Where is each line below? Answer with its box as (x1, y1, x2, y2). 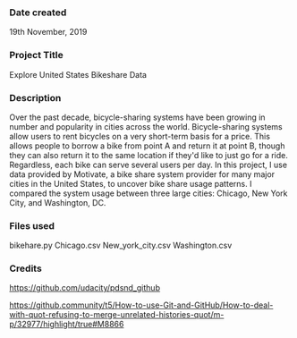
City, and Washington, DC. (9, 197, 106, 207)
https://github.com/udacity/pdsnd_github (9, 283, 161, 293)
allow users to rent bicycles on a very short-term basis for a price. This (9, 131, 271, 141)
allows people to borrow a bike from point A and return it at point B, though (9, 140, 285, 151)
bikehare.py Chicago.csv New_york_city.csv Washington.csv (9, 240, 233, 251)
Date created (9, 6, 67, 19)
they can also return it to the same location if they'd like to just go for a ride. (9, 149, 288, 160)
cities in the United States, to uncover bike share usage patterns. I (9, 178, 252, 189)
